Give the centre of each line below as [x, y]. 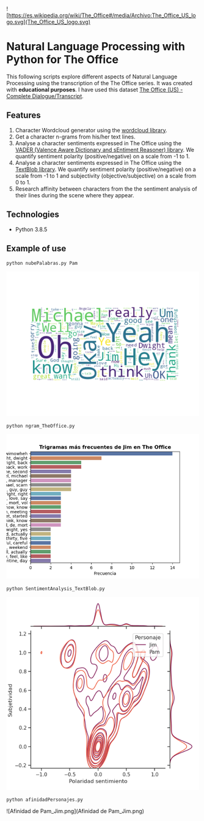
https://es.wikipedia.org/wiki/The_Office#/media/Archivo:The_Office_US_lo [102, 15]
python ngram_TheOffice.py [41, 426]
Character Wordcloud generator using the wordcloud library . [91, 130]
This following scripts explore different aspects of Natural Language [92, 77]
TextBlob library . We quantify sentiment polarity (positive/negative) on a [106, 169]
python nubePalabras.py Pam [42, 263]
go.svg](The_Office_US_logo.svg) [48, 22]
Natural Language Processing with [96, 47]
